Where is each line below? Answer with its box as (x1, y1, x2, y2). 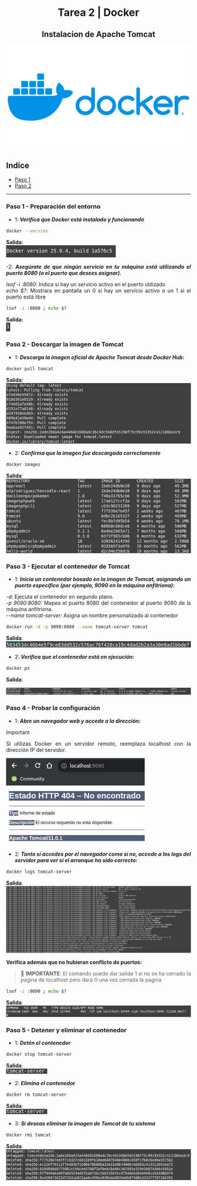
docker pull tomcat (6, 365, 54, 372)
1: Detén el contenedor (14, 1039, 71, 1046)
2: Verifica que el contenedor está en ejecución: (14, 653, 135, 660)
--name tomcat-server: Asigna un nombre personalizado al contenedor (6, 612, 178, 619)
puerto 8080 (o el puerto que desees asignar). (6, 269, 122, 276)
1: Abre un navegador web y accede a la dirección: (14, 717, 141, 724)
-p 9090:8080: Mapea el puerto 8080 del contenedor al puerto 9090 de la (6, 599, 191, 606)
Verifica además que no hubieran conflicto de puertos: (6, 958, 142, 965)
